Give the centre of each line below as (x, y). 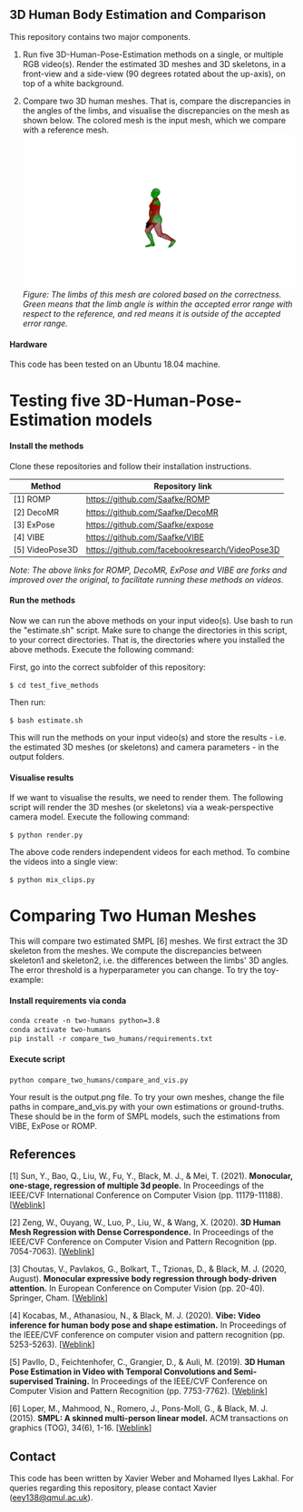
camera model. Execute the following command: (100, 817)
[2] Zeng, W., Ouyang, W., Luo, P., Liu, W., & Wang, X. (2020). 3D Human (145, 1222)
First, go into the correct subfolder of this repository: (108, 667)
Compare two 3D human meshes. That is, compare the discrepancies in (156, 101)
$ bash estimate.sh (46, 721)
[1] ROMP (32, 499)
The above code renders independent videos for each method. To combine (150, 852)
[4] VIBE (29, 537)
